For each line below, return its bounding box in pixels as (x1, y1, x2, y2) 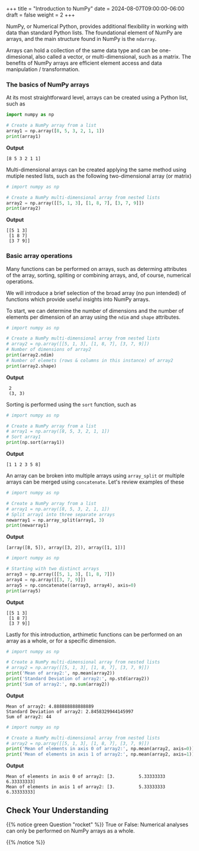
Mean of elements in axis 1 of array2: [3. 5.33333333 (6, 784, 166, 790)
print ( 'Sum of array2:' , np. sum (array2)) (6, 681, 110, 687)
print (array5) (6, 588, 41, 594)
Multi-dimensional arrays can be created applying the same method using (6, 166, 187, 173)
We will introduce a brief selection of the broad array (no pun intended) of (6, 289, 187, 296)
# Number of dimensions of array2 (6, 347, 92, 353)
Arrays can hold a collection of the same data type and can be (6, 47, 158, 54)
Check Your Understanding (6, 805, 108, 815)
